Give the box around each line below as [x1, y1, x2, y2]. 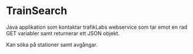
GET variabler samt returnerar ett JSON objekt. [6, 29, 120, 36]
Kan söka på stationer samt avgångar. [6, 41, 98, 48]
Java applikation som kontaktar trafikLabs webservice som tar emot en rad [6, 23, 188, 31]
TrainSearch [6, 4, 68, 18]
